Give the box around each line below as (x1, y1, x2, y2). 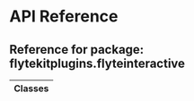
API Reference (9, 6, 119, 27)
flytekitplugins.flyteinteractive (9, 55, 186, 71)
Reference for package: (9, 42, 145, 57)
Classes (13, 82, 49, 95)
